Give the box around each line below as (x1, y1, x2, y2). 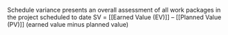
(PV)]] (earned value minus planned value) (7, 21, 129, 28)
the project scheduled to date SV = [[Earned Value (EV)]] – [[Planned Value (7, 13, 222, 21)
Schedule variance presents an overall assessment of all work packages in (7, 6, 221, 14)
